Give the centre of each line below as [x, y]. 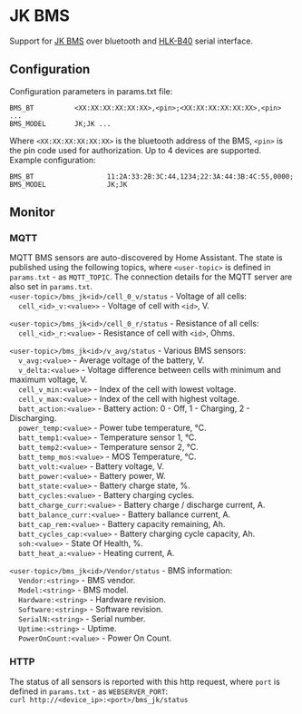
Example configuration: [53, 160]
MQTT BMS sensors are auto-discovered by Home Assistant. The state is [146, 258]
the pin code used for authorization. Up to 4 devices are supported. [136, 150]
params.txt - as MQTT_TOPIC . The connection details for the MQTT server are [151, 277]
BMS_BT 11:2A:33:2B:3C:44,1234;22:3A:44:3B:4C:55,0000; [152, 176]
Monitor [33, 213]
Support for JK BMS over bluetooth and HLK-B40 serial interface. [132, 41]
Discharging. [33, 418]
